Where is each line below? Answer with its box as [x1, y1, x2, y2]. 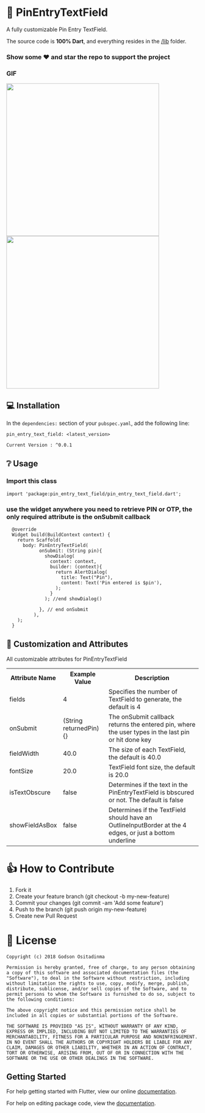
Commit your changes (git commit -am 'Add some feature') [15, 899, 164, 906]
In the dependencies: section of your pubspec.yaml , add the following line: [6, 419, 190, 427]
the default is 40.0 [109, 753, 162, 761]
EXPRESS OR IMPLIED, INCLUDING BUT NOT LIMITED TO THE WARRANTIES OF [6, 1028, 187, 1034]
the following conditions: [6, 996, 75, 1002]
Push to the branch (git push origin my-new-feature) [15, 905, 147, 913]
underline [109, 836, 136, 844]
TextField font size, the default [109, 763, 195, 771]
